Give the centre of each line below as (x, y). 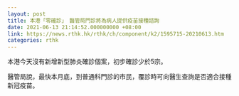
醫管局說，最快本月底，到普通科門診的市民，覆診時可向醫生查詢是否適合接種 (119, 77)
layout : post (27, 14)
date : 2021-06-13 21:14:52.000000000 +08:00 (74, 27)
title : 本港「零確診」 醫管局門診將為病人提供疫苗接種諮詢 (84, 21)
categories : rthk (33, 41)
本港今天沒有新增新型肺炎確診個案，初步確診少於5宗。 (87, 62)
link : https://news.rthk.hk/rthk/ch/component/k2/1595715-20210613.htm (116, 34)
